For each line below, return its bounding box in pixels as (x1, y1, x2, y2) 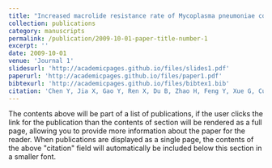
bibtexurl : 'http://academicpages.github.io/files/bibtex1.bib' (8, 79, 230, 87)
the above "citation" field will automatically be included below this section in (8, 143, 262, 153)
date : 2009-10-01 (8, 49, 67, 57)
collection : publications (8, 19, 96, 27)
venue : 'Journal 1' (8, 57, 74, 65)
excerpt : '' (8, 42, 49, 50)
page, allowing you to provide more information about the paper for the (8, 126, 245, 136)
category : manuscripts (8, 27, 85, 35)
